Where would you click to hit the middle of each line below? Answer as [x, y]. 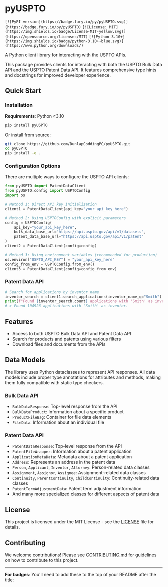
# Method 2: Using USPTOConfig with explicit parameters [66, 218]
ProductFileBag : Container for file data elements [62, 417]
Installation [19, 105]
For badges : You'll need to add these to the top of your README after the [81, 575]
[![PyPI [13, 22]
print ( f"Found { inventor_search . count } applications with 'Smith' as [79, 301]
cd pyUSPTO [16, 149]
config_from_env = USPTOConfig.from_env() [50, 264]
